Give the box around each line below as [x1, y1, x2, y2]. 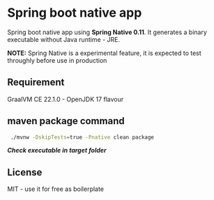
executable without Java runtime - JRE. [7, 35, 121, 43]
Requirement [7, 77, 65, 89]
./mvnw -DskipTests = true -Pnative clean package [10, 134, 155, 141]
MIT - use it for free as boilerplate [7, 185, 105, 193]
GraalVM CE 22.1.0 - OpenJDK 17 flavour [7, 95, 124, 103]
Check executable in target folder [7, 146, 107, 155]
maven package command [7, 115, 125, 127]
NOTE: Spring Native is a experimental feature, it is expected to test [7, 49, 202, 57]
